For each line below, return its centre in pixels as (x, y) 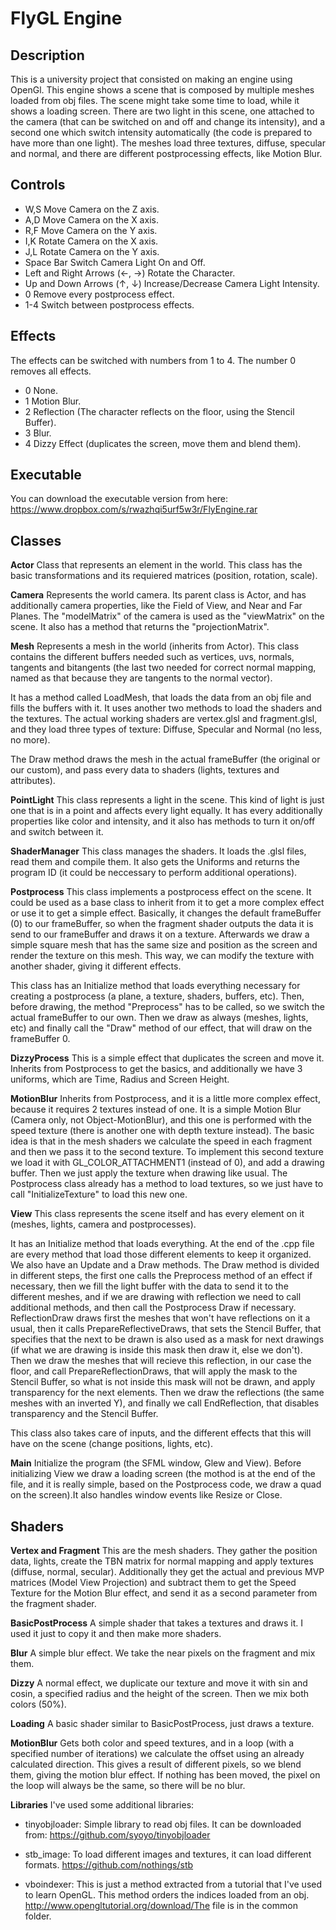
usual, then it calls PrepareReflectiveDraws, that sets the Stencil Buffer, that (166, 1329)
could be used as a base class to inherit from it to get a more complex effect (167, 903)
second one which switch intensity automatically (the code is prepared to (161, 132)
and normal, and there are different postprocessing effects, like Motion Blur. (166, 153)
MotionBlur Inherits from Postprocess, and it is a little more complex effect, (165, 1099)
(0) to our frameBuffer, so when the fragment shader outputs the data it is (162, 924)
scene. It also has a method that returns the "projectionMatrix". (140, 627)
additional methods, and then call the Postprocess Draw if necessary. (153, 1308)
